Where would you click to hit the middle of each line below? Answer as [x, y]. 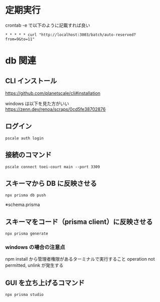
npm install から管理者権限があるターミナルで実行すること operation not [80, 259]
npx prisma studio [24, 295]
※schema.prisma [23, 205]
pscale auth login [24, 138]
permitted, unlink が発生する [34, 265]
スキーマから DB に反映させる [51, 183]
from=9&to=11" [20, 39]
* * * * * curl [21, 35]
